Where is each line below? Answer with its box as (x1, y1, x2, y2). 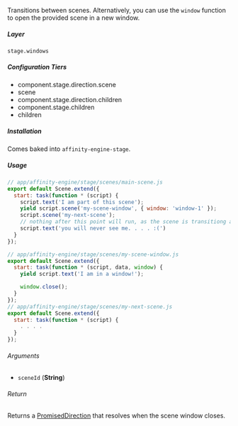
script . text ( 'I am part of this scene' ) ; (20, 198, 144, 206)
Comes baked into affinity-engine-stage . (7, 145, 131, 153)
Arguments (7, 351, 40, 360)
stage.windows (7, 47, 50, 55)
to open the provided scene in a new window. (7, 13, 140, 22)
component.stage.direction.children (17, 95, 123, 103)
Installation (7, 127, 42, 135)
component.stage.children (17, 103, 95, 111)
